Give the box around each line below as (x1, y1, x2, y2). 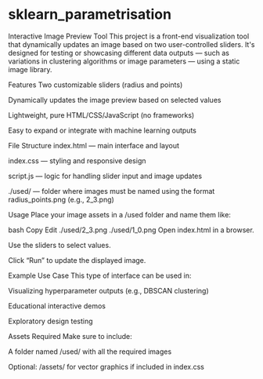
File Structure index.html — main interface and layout (8, 140, 180, 150)
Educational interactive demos (8, 301, 106, 311)
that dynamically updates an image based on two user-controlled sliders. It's (8, 39, 256, 49)
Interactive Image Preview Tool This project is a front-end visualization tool (8, 31, 250, 41)
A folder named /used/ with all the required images (8, 347, 172, 356)
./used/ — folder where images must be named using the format (8, 186, 215, 195)
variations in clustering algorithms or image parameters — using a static (8, 56, 240, 66)
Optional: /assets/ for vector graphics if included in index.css (8, 362, 205, 371)
